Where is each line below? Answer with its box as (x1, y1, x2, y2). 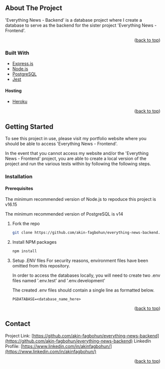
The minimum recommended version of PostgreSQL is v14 (5, 211, 123, 217)
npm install (12, 249, 37, 254)
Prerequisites (5, 185, 33, 191)
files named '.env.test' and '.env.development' (12, 278, 105, 283)
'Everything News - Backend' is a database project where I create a (5, 17, 142, 23)
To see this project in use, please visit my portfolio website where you (5, 136, 147, 142)
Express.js (12, 61, 33, 67)
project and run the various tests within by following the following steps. (5, 161, 151, 167)
